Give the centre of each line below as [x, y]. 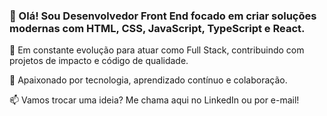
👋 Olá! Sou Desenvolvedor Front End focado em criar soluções [163, 16]
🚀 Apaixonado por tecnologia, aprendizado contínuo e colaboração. [148, 80]
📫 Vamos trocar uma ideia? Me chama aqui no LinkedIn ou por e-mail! [154, 100]
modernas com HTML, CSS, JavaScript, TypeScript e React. [157, 28]
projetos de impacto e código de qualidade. [99, 61]
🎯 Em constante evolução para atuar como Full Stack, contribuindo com [157, 50]
